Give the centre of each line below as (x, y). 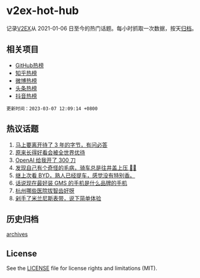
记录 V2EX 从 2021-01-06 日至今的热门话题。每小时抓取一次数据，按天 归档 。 (102, 28)
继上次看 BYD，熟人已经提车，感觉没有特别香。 (75, 175)
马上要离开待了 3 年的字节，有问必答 (61, 145)
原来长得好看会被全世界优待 (50, 152)
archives (17, 234)
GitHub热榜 (29, 65)
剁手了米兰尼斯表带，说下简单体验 (58, 198)
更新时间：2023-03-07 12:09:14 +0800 (52, 108)
